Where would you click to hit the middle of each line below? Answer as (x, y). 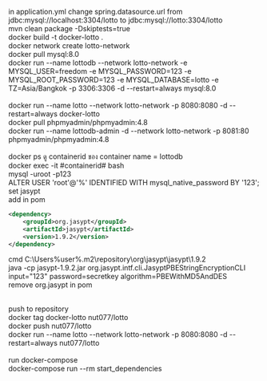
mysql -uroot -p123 (40, 174)
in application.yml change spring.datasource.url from (96, 12)
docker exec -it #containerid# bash (66, 165)
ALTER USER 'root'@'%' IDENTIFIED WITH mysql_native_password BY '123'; (134, 182)
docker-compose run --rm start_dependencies (85, 369)
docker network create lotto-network (69, 46)
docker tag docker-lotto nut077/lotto (68, 318)
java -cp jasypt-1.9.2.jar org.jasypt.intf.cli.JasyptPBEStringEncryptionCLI (127, 268)
